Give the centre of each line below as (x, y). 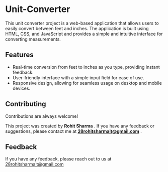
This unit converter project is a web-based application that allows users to (82, 23)
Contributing (26, 104)
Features (19, 55)
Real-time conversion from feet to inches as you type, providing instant (86, 67)
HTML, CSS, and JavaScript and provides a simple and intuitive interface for (84, 34)
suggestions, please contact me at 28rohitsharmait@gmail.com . (73, 131)
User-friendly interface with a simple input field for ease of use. (78, 77)
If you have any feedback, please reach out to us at (58, 159)
